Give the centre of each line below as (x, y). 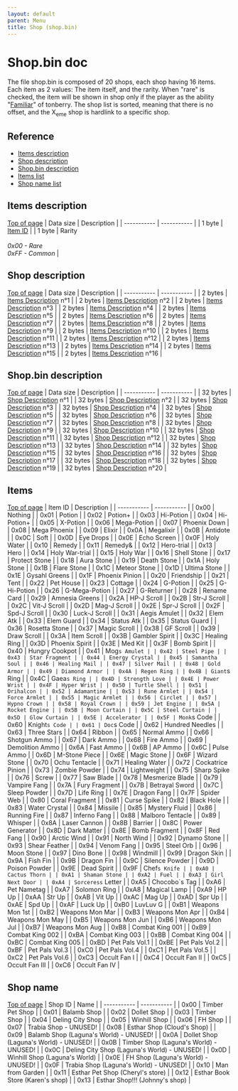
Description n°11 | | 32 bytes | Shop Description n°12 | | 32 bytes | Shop (112, 438)
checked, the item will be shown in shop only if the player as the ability (111, 97)
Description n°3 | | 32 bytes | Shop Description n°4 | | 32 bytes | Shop (110, 408)
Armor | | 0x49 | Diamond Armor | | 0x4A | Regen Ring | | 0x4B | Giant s (119, 671)
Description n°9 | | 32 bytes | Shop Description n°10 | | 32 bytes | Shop (111, 430)
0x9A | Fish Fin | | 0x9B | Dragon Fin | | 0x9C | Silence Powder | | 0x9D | (113, 861)
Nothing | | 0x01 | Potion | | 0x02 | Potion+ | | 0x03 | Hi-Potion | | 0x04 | (112, 515)
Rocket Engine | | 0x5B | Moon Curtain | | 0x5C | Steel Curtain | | (113, 710)
